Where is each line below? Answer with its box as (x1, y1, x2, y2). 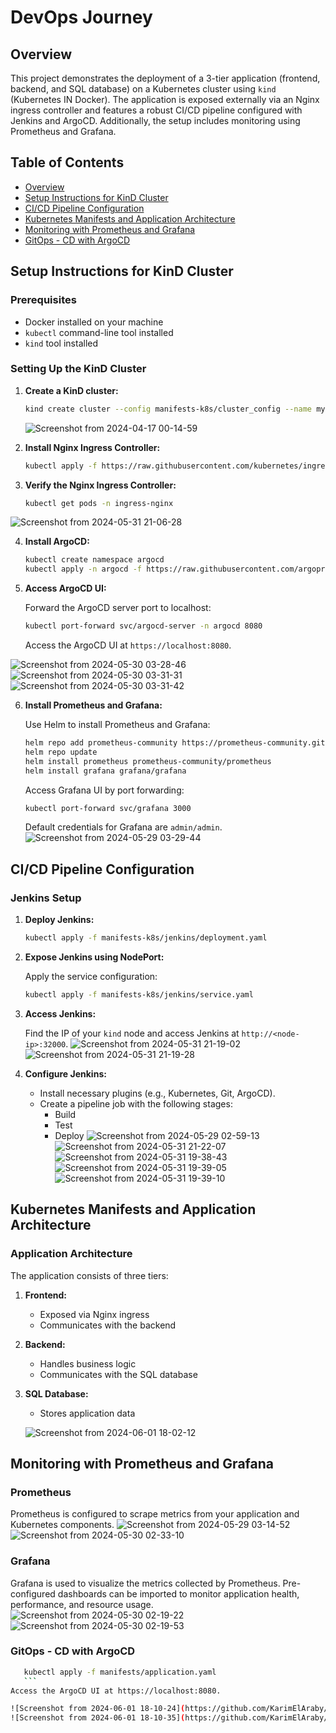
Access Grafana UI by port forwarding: (24, 784, 185, 796)
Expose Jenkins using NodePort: (24, 951, 165, 963)
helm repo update (24, 747, 98, 757)
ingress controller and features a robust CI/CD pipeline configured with (10, 104, 303, 116)
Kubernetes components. (10, 1519, 115, 1531)
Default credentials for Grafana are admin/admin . (24, 821, 223, 833)
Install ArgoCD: (24, 536, 90, 548)
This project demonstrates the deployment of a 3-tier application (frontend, (10, 72, 321, 84)
